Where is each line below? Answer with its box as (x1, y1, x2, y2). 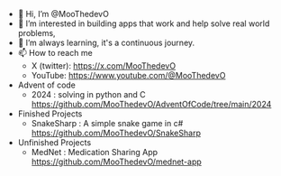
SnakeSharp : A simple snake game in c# (31, 118, 184, 128)
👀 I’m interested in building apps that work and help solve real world (17, 18, 270, 29)
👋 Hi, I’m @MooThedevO (17, 9, 110, 19)
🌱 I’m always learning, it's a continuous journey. (17, 37, 195, 48)
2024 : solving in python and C (31, 89, 146, 99)
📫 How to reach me (17, 48, 93, 58)
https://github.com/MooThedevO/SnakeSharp (31, 127, 201, 138)
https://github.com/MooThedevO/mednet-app (31, 156, 203, 167)
